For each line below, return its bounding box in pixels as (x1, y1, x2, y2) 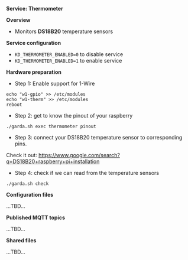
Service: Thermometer (6, 5, 63, 12)
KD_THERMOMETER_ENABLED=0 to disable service (14, 51, 124, 58)
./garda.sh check (6, 181, 49, 187)
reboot (6, 102, 22, 108)
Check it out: (6, 152, 37, 158)
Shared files (6, 237, 37, 244)
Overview (6, 17, 31, 23)
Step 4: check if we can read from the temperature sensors (14, 170, 160, 176)
